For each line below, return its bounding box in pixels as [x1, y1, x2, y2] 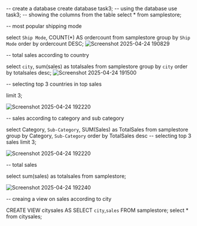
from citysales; [6, 213, 42, 220]
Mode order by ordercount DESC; [6, 41, 84, 47]
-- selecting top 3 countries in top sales [6, 80, 102, 87]
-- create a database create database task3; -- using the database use [6, 5, 178, 12]
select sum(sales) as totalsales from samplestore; [6, 173, 126, 180]
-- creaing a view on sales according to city [6, 195, 112, 202]
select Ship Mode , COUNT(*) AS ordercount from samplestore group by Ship [6, 34, 191, 41]
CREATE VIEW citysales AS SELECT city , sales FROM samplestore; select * [6, 207, 189, 214]
